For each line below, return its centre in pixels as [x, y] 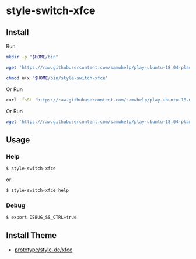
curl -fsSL [19, 100]
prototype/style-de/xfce [43, 250]
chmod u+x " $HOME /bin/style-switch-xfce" [57, 78]
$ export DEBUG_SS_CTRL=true [41, 218]
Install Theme [32, 235]
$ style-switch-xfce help [37, 190]
